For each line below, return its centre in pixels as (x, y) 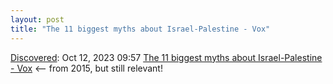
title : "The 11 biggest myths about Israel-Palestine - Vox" (140, 29)
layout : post (37, 19)
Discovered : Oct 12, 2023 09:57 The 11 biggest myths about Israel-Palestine (166, 57)
